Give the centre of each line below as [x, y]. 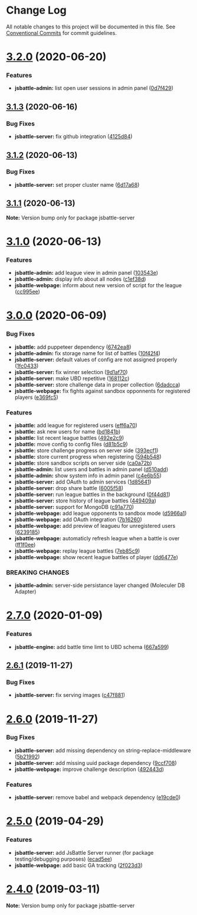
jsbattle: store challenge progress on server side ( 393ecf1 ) [86, 450]
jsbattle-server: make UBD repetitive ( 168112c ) [72, 378]
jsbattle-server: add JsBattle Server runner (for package [84, 852]
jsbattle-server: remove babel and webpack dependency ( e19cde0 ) [98, 797]
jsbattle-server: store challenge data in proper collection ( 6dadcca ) [97, 384]
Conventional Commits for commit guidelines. [61, 33]
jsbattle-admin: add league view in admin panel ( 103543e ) [86, 273]
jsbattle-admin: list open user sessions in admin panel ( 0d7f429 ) [94, 88]
